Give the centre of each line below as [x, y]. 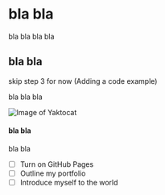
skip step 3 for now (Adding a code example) [83, 81]
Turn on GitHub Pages [57, 164]
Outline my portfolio [53, 173]
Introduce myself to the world [69, 183]
